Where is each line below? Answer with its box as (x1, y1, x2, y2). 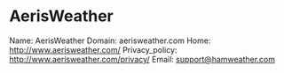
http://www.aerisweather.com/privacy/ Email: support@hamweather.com (9, 54, 276, 64)
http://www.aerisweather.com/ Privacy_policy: (9, 44, 177, 55)
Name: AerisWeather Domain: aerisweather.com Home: (9, 35, 211, 46)
